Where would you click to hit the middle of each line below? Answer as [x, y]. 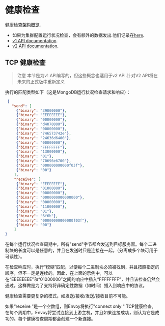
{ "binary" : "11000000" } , [41, 207]
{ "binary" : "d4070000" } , [41, 124]
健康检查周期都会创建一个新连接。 [61, 319]
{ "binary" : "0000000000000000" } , [50, 197]
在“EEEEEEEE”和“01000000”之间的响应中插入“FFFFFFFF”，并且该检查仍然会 [82, 279]
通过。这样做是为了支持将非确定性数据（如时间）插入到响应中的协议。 [76, 285]
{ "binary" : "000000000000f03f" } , [50, 165]
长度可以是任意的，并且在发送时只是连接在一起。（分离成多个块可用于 [88, 250]
